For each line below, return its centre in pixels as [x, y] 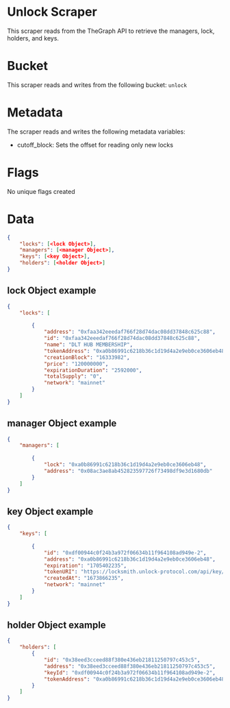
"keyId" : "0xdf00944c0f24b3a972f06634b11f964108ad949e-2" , [129, 672]
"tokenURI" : [61, 572]
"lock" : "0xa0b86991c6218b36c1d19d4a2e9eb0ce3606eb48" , [125, 465]
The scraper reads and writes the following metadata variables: [97, 132]
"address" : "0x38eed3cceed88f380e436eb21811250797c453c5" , [129, 666]
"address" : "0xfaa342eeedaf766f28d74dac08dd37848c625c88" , [129, 332]
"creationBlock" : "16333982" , [87, 357]
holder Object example [56, 625]
